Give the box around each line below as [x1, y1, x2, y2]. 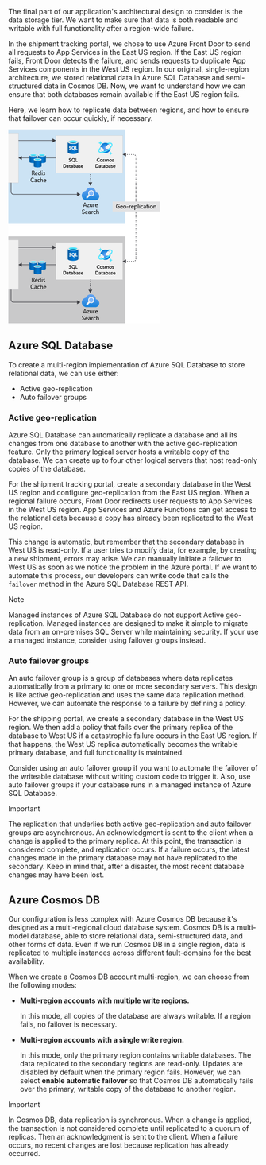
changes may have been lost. [8, 870, 105, 880]
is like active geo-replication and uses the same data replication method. [8, 690, 246, 700]
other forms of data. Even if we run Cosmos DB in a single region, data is [8, 940, 246, 949]
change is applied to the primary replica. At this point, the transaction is [8, 837, 242, 846]
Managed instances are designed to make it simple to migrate [46, 619, 249, 628]
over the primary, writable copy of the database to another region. [19, 1085, 237, 1094]
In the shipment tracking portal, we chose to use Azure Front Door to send [8, 39, 251, 49]
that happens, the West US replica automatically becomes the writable [8, 740, 238, 749]
